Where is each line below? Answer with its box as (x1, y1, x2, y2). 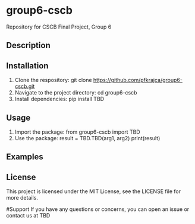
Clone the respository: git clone (14, 77, 92, 84)
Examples (6, 152, 43, 162)
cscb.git (14, 83, 35, 90)
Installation (6, 61, 49, 71)
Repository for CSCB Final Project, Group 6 (6, 23, 112, 30)
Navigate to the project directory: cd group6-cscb (14, 89, 137, 96)
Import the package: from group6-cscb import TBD (14, 128, 141, 135)
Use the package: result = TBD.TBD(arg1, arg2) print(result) (14, 134, 161, 141)
